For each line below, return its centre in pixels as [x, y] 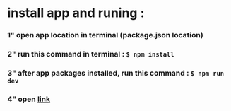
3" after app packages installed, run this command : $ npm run [116, 73]
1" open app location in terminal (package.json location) [105, 35]
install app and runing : [76, 13]
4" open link [29, 99]
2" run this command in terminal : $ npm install [91, 54]
